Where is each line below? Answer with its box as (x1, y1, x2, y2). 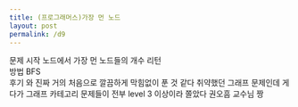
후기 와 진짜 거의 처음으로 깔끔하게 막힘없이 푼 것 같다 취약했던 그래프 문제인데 (9, 78, 281, 88)
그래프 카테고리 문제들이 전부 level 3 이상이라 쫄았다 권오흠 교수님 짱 (25, 88, 264, 99)
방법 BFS (9, 66, 42, 77)
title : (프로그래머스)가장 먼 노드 (9, 12, 121, 22)
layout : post (9, 21, 58, 30)
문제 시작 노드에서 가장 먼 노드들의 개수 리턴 (9, 55, 162, 66)
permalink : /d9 (9, 29, 66, 38)
